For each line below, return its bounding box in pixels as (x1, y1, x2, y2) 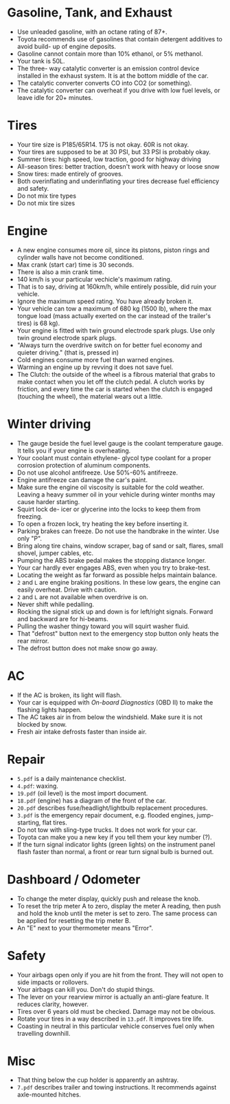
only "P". (16, 534, 43, 542)
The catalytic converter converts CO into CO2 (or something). (16, 79, 192, 87)
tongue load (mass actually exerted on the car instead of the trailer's (16, 311, 211, 320)
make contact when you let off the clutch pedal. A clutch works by (16, 377, 205, 386)
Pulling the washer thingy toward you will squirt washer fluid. (16, 622, 190, 630)
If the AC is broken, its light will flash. (16, 691, 122, 699)
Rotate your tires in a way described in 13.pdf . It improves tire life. (16, 1014, 204, 1023)
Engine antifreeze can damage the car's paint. (16, 475, 148, 483)
